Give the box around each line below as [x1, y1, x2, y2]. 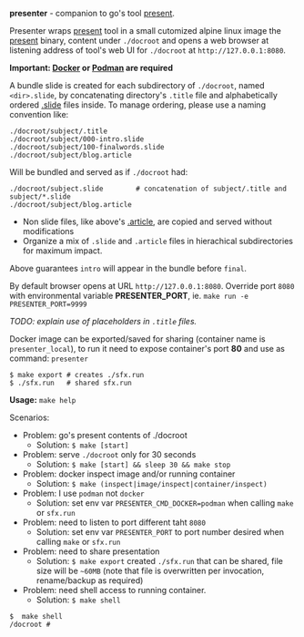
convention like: [9, 109, 69, 119]
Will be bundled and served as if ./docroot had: [9, 167, 188, 177]
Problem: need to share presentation [22, 546, 160, 557]
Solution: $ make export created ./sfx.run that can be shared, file [35, 556, 284, 566]
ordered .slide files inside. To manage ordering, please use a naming [9, 99, 267, 110]
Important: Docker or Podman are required [9, 63, 173, 73]
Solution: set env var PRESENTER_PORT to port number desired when [35, 527, 285, 537]
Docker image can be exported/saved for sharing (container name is [9, 334, 266, 344]
